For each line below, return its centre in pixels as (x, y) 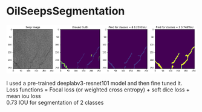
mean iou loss (24, 96)
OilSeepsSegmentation (66, 11)
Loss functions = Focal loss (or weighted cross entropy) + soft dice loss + (98, 90)
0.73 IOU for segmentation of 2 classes (55, 103)
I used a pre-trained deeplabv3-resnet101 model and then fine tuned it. (94, 84)
